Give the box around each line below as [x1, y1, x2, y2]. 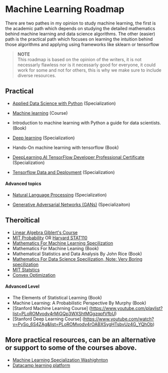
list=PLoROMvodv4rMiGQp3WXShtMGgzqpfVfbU [12, 310, 115, 316]
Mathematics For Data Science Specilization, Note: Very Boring [12, 256, 142, 262]
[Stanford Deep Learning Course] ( [12, 316, 84, 322]
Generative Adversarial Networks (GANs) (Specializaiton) [12, 202, 130, 208]
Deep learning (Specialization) [12, 134, 75, 141]
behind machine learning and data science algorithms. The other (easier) [5, 31, 155, 37]
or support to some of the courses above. [5, 343, 137, 352]
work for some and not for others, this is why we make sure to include [17, 67, 161, 73]
